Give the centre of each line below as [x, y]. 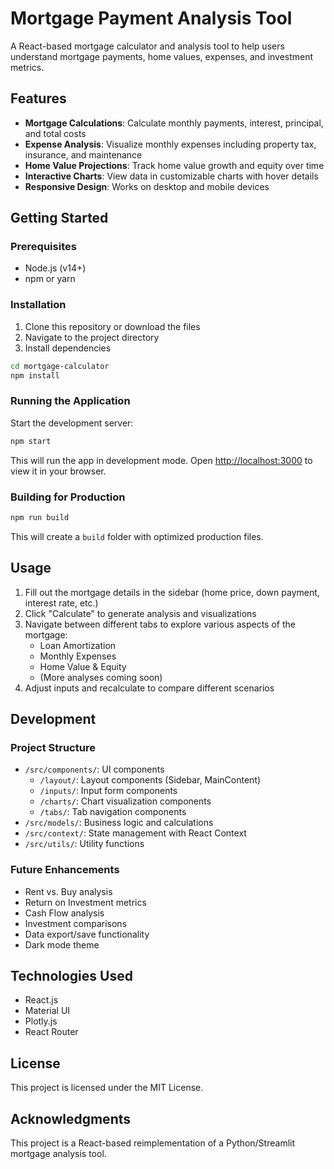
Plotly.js [41, 1021]
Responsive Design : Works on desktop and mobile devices [147, 186]
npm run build [40, 517]
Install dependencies [68, 348]
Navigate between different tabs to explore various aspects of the [160, 624]
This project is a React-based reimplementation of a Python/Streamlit [153, 1143]
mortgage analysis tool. [58, 1154]
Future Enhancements [65, 870]
